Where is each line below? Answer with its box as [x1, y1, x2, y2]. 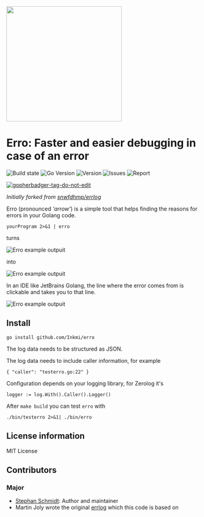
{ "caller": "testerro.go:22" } [6, 368, 89, 375]
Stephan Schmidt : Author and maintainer [15, 497, 119, 505]
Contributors [6, 465, 57, 475]
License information [6, 431, 85, 441]
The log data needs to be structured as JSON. [6, 345, 123, 352]
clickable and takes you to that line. [6, 288, 96, 295]
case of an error [6, 149, 89, 163]
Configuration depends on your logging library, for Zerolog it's [6, 379, 164, 387]
